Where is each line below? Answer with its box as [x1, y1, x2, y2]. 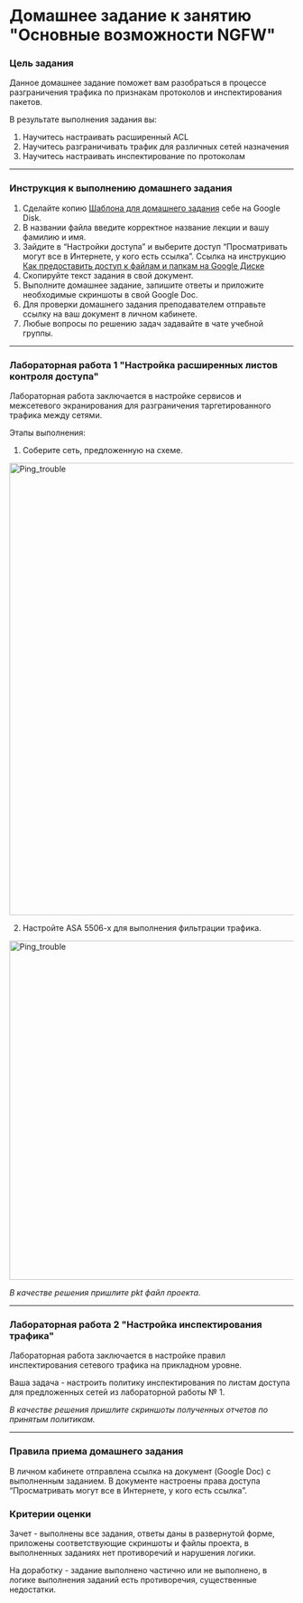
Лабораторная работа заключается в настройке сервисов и [9, 391, 242, 402]
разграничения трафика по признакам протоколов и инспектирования [9, 87, 282, 98]
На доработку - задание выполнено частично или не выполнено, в [9, 1564, 268, 1575]
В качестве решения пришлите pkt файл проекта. [9, 1287, 201, 1298]
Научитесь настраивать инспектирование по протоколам [22, 151, 245, 162]
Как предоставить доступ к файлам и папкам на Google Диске [22, 260, 265, 271]
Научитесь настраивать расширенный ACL [22, 132, 189, 143]
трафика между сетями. [9, 410, 103, 421]
